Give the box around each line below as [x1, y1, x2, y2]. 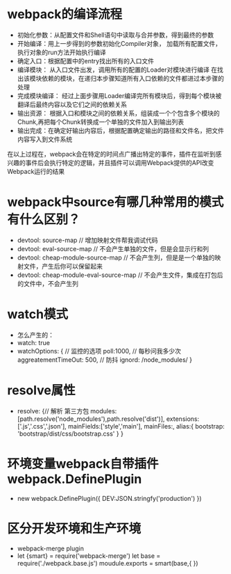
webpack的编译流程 [7, 6, 123, 22]
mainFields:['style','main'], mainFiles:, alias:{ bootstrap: [68, 422, 225, 430]
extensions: [166, 415, 200, 423]
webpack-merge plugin [17, 544, 85, 552]
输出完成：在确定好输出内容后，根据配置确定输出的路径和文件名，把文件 [17, 126, 224, 134]
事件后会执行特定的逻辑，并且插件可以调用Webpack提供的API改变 [25, 158, 214, 167]
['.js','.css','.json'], [17, 422, 67, 430]
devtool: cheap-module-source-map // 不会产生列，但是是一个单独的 [17, 253, 215, 262]
